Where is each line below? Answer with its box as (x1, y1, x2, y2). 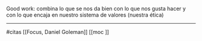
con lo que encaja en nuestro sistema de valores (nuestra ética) (6, 11, 164, 18)
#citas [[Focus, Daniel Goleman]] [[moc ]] (6, 29, 109, 35)
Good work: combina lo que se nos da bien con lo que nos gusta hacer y (6, 5, 186, 12)
